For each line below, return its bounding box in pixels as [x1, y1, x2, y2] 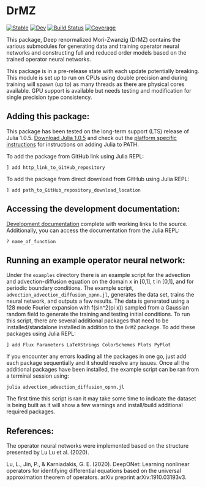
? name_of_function [6, 238, 56, 244]
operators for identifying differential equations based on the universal [6, 467, 182, 475]
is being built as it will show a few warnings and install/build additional [6, 402, 183, 409]
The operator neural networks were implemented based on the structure [6, 442, 189, 450]
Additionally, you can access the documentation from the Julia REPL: [6, 227, 180, 234]
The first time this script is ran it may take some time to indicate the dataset [6, 395, 196, 402]
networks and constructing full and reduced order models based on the [6, 49, 187, 56]
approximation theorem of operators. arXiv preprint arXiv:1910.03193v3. [6, 473, 187, 481]
